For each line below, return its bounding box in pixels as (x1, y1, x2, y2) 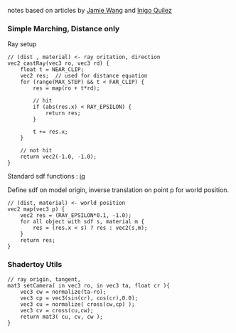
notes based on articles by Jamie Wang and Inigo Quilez (7, 6, 172, 14)
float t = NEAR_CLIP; (20, 66, 84, 73)
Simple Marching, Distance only (7, 23, 120, 33)
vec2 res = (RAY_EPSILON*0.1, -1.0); (20, 212, 132, 219)
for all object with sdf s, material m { (20, 218, 144, 226)
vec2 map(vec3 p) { (7, 206, 65, 213)
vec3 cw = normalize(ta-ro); (20, 288, 107, 295)
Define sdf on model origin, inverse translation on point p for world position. (7, 186, 230, 194)
